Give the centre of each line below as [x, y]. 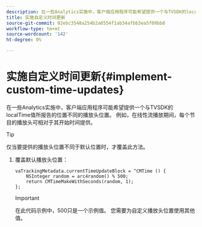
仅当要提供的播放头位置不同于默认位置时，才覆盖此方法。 [77, 147]
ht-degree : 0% [24, 40]
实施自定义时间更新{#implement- [89, 77]
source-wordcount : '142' [37, 34]
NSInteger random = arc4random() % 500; [77, 176]
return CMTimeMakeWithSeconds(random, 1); [80, 181]
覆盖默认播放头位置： [41, 160]
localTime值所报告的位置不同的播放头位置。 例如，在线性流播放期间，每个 [98, 114]
